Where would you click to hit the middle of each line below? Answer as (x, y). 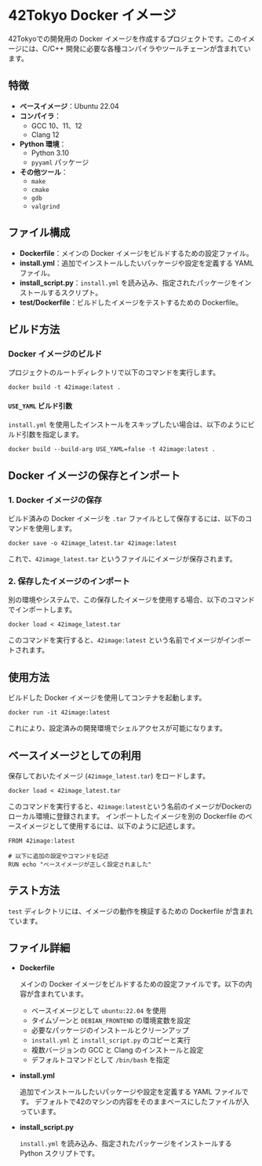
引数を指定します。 (53, 435)
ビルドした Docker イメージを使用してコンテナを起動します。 (107, 698)
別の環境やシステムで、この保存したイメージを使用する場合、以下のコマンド (131, 600)
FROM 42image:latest (42, 841)
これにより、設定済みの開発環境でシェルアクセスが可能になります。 (118, 728)
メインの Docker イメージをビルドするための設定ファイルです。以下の (132, 983)
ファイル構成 (39, 233)
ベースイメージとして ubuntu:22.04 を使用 (98, 1010)
